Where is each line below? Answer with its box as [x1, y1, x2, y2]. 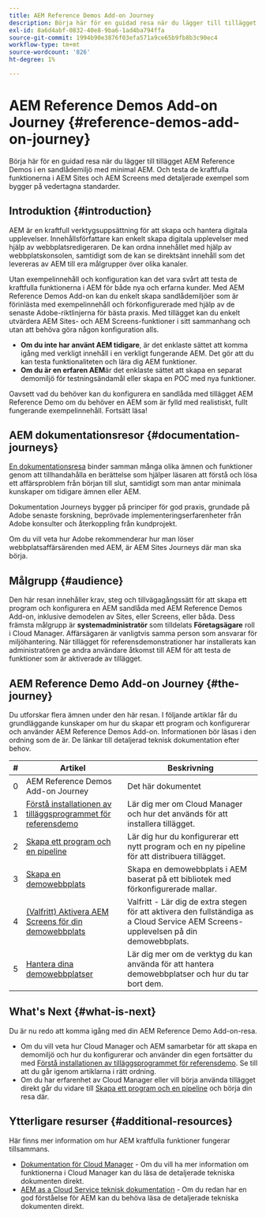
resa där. [20, 1091, 50, 1101]
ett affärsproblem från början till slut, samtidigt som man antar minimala [9, 479, 242, 488]
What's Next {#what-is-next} [9, 1005, 156, 1019]
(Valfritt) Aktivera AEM [25, 906, 110, 917]
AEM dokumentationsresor [9, 428, 144, 443]
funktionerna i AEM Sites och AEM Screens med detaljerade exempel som [9, 173, 249, 183]
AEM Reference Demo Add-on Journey [9, 676, 204, 690]
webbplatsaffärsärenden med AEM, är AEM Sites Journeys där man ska [9, 543, 242, 552]
